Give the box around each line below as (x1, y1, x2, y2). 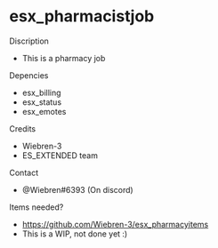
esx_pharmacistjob (9, 6, 155, 27)
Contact (9, 167, 38, 178)
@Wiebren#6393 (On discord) (21, 184, 133, 195)
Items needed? (9, 202, 64, 212)
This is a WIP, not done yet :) (21, 228, 128, 239)
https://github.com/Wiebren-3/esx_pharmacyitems (21, 219, 209, 229)
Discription (9, 36, 49, 46)
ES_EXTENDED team (21, 149, 98, 161)
